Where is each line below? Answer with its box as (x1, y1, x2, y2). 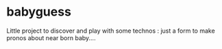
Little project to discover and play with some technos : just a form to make (6, 27, 215, 35)
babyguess (6, 4, 71, 20)
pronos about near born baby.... (6, 33, 97, 42)
